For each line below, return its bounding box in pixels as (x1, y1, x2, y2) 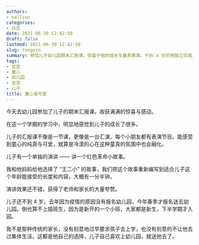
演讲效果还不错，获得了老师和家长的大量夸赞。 (6, 185, 120, 192)
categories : (6, 19, 36, 25)
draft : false (6, 36, 38, 42)
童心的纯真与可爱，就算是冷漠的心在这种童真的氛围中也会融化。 (11, 140, 167, 148)
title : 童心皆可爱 (6, 91, 47, 97)
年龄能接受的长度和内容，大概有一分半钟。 (11, 172, 115, 180)
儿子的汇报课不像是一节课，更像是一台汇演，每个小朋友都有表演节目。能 (6, 133, 182, 140)
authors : (6, 8, 28, 15)
